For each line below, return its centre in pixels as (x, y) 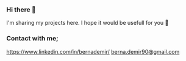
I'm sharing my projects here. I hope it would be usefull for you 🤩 (88, 23)
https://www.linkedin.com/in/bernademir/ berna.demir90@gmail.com (93, 51)
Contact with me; (33, 39)
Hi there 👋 (21, 10)
